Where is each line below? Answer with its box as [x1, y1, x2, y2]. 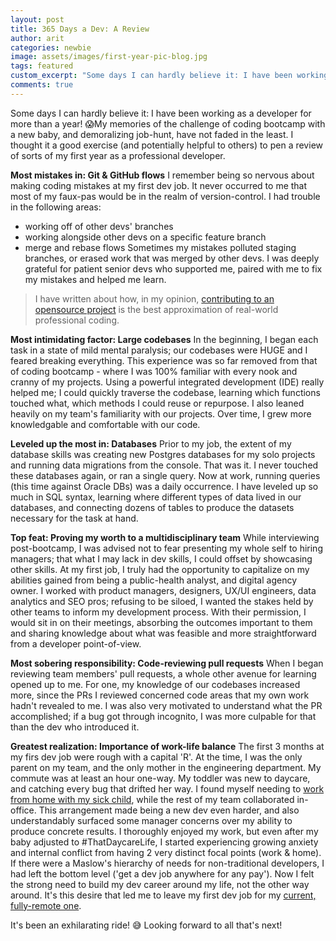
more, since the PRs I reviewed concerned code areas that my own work [10, 689, 310, 701]
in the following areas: [10, 201, 102, 213]
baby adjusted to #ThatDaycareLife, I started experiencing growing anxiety [10, 836, 319, 848]
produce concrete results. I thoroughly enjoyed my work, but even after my [10, 825, 319, 837]
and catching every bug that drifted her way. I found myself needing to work [10, 782, 325, 795]
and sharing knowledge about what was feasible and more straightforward [10, 627, 317, 639]
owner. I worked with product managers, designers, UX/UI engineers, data [10, 584, 317, 596]
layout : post [10, 14, 65, 25]
